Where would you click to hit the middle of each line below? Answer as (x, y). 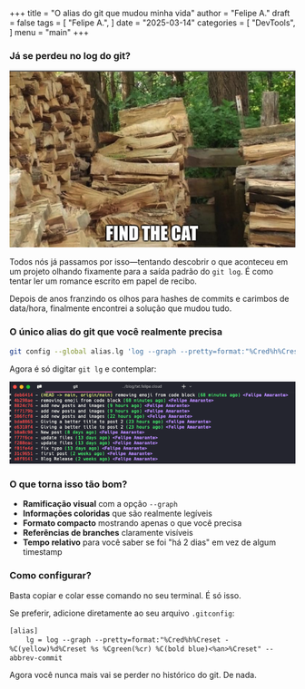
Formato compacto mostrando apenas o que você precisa (132, 523)
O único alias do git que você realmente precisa (116, 332)
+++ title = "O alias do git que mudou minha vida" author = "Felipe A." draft (150, 13)
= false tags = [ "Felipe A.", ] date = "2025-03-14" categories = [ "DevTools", (152, 23)
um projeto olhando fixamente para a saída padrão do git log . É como (142, 271)
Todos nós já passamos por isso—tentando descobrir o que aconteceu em (149, 261)
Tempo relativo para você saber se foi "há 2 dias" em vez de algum (149, 542)
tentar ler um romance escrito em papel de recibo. (103, 281)
